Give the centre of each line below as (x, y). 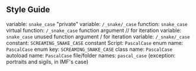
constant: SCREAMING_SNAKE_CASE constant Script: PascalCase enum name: (95, 43)
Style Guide (28, 10)
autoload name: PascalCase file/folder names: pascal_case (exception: (91, 55)
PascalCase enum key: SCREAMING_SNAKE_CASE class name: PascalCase (89, 49)
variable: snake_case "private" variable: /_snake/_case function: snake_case (97, 24)
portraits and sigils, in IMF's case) (47, 62)
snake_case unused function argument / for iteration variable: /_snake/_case (98, 36)
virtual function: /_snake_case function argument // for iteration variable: (94, 30)
